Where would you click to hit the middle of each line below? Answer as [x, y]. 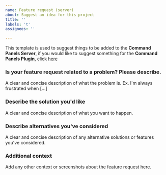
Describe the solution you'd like [45, 102]
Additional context [29, 156]
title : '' [16, 19]
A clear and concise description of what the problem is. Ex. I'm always [79, 83]
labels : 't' [18, 24]
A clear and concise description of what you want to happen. [69, 113]
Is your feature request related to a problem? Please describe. [83, 72]
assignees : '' [20, 29]
